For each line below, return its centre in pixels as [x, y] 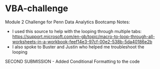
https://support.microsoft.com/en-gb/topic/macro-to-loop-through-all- [83, 36]
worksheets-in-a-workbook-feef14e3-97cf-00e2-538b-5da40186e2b [82, 41]
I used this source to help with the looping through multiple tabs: [77, 31]
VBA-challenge [37, 9]
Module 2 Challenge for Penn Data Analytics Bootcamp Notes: [68, 22]
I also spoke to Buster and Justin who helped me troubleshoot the [78, 47]
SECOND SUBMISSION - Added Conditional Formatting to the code [72, 61]
